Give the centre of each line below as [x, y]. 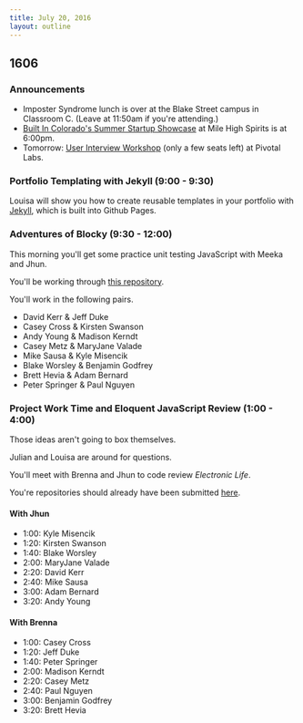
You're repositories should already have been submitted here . [125, 492]
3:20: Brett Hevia [54, 710]
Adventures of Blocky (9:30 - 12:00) [91, 234]
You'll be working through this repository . [87, 281]
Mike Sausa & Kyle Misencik [75, 356]
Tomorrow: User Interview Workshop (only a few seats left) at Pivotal [151, 148]
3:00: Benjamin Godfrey [67, 701]
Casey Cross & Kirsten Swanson [83, 326]
